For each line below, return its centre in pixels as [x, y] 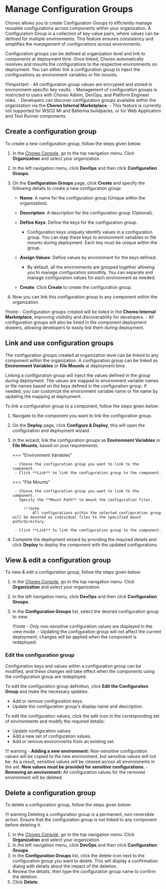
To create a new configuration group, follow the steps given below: [74, 143]
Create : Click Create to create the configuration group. [76, 287]
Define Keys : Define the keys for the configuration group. [79, 222]
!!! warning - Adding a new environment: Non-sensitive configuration [76, 751]
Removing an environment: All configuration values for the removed [75, 772]
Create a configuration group [51, 132]
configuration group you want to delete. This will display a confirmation [85, 861]
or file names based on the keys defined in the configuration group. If [76, 386]
